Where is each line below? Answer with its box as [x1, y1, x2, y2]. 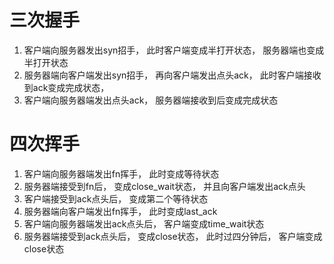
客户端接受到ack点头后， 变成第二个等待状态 [23, 192, 209, 205]
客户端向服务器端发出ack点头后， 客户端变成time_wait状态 [23, 217, 265, 230]
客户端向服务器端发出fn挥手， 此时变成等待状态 [23, 167, 220, 180]
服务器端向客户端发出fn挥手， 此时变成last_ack [23, 205, 218, 217]
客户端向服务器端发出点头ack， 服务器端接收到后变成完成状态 [23, 94, 279, 106]
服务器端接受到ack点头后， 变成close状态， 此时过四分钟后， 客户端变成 [23, 230, 323, 242]
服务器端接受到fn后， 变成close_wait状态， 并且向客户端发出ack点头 [23, 180, 306, 192]
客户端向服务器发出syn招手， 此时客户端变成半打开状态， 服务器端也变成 [23, 44, 325, 56]
